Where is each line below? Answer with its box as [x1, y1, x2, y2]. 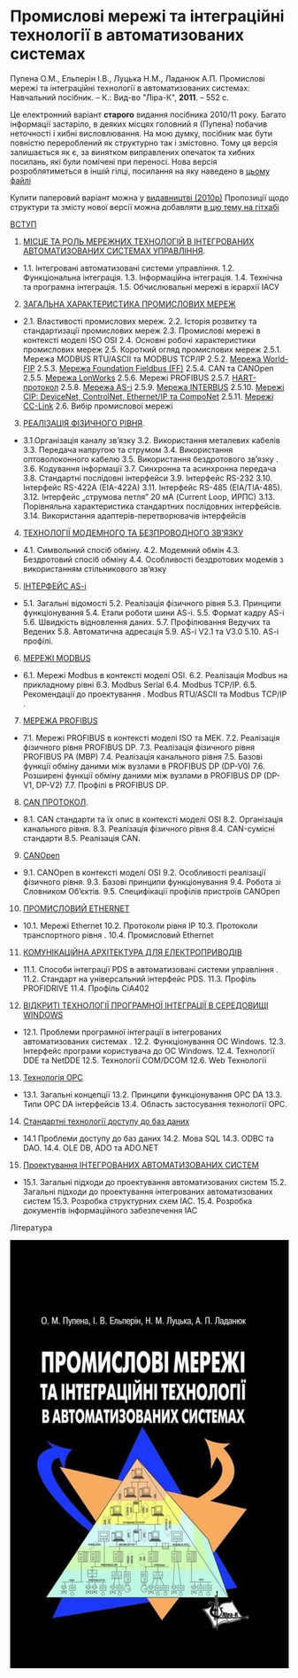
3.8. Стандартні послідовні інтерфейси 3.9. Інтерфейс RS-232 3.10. [22, 472, 273, 483]
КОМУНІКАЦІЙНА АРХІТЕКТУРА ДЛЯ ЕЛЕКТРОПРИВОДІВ [22, 947, 242, 957]
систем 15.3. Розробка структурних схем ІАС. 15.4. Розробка [22, 1195, 253, 1206]
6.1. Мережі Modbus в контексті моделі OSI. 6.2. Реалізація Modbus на [22, 669, 288, 680]
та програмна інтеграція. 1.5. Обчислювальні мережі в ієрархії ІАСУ [22, 281, 279, 292]
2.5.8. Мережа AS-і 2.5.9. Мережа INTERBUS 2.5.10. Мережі [60, 381, 285, 392]
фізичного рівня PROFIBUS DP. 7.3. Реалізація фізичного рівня [22, 742, 256, 753]
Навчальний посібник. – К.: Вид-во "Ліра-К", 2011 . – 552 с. [10, 91, 229, 103]
